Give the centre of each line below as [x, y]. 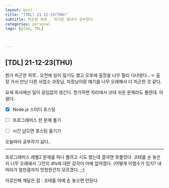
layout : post [19, 10]
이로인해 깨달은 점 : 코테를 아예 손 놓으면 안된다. [52, 180]
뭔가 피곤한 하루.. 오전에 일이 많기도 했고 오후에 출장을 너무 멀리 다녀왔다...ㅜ [80, 75]
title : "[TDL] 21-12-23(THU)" [37, 15]
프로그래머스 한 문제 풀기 [37, 120]
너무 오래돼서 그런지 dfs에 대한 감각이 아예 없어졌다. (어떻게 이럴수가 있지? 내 [86, 163]
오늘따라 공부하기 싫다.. [28, 142]
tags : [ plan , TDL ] [24, 29]
